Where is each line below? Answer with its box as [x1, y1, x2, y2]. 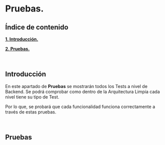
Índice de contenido [5, 23, 68, 31]
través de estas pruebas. [5, 108, 56, 115]
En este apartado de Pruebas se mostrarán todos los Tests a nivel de [5, 83, 147, 89]
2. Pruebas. [5, 46, 30, 51]
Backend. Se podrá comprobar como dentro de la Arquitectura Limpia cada [5, 88, 160, 94]
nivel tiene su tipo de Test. [5, 93, 59, 100]
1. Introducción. [5, 36, 38, 42]
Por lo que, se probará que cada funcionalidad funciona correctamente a [5, 103, 155, 109]
